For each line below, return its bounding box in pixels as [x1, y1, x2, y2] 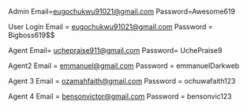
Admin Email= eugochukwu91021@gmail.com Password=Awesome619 [8, 7, 235, 16]
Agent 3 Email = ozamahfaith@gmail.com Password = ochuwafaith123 [8, 77, 236, 85]
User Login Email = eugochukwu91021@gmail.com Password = [8, 22, 213, 31]
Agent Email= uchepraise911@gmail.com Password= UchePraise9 [8, 46, 223, 54]
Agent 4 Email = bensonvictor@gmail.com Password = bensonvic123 [8, 92, 232, 101]
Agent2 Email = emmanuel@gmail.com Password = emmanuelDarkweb [8, 61, 240, 70]
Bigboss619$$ [8, 31, 55, 39]
